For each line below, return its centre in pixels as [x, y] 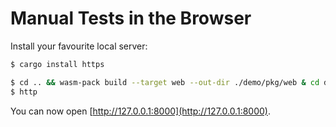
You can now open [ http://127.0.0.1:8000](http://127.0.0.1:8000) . [140, 111]
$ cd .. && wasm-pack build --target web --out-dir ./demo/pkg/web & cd [165, 82]
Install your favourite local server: [79, 46]
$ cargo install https [57, 64]
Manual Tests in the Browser [131, 18]
